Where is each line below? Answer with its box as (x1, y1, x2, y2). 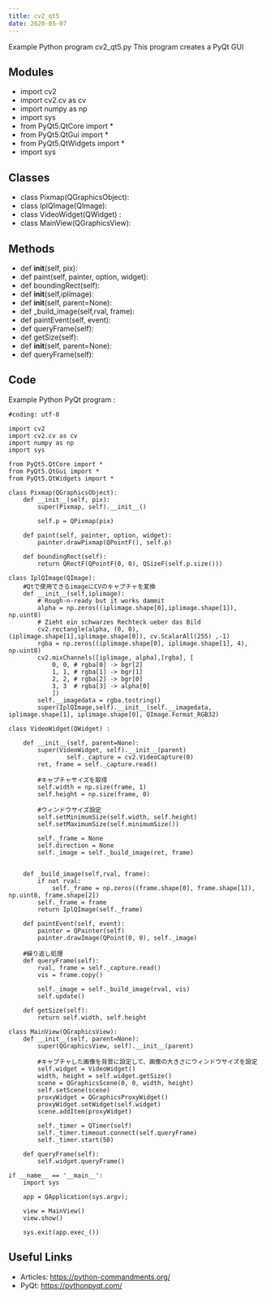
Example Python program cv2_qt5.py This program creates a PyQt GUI (8, 41, 244, 51)
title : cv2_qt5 (8, 11, 60, 20)
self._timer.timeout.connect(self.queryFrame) (37, 1128, 198, 1137)
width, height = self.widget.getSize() (37, 1071, 173, 1080)
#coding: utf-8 (8, 410, 60, 418)
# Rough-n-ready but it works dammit (37, 596, 165, 605)
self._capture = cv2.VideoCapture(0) (66, 753, 195, 761)
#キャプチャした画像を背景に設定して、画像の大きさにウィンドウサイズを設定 (37, 1058, 258, 1066)
